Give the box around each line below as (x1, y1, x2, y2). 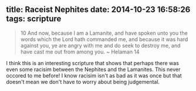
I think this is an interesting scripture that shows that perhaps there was (6, 59, 179, 66)
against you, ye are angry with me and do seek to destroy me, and (20, 42, 181, 49)
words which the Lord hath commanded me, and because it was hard (20, 35, 188, 43)
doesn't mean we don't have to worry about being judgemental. (6, 78, 160, 85)
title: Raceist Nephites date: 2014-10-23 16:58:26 (6, 5, 191, 15)
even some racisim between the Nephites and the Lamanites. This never (6, 66, 181, 73)
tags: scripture (6, 14, 62, 24)
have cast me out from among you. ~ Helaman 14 (20, 48, 140, 55)
